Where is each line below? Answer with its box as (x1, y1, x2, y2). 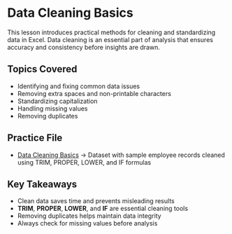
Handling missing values (17, 104, 88, 113)
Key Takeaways (7, 178, 78, 190)
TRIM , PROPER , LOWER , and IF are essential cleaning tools (17, 205, 189, 213)
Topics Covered (7, 63, 78, 75)
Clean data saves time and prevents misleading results (17, 197, 175, 205)
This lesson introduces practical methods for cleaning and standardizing (7, 28, 216, 36)
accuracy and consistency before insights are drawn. (7, 43, 161, 51)
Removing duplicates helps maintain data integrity (17, 212, 162, 220)
